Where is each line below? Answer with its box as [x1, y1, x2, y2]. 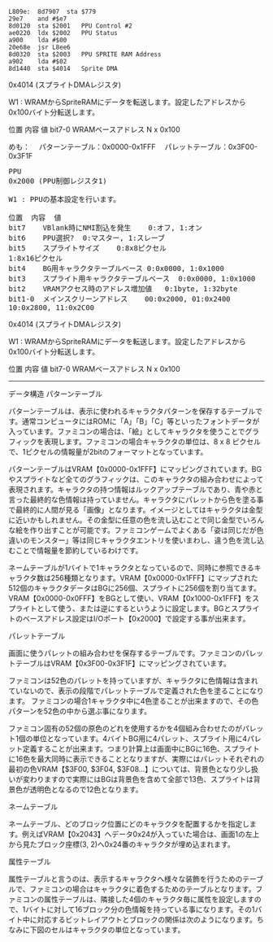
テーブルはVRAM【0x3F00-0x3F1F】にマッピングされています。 [15, 659, 232, 668]
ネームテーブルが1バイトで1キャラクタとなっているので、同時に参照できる [8, 563, 254, 573]
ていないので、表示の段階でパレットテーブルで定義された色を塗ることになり [8, 686, 264, 696]
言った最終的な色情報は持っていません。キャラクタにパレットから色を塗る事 [8, 495, 264, 504]
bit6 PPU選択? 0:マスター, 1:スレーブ [8, 233, 165, 242]
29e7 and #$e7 [8, 15, 67, 23]
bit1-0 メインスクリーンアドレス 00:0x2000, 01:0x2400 [8, 294, 231, 303]
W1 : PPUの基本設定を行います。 [8, 195, 121, 203]
